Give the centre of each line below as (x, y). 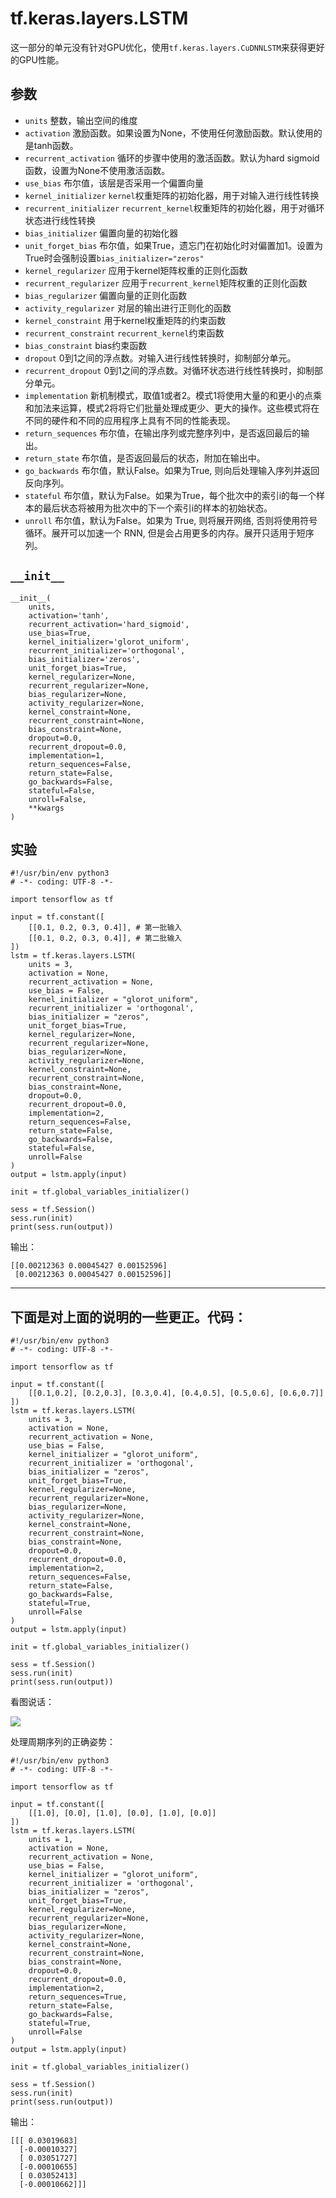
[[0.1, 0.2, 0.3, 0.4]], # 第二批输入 (105, 938)
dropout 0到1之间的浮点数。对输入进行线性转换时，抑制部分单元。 (160, 358)
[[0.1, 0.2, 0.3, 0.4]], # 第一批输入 (105, 928)
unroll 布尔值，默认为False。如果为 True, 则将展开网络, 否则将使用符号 (171, 520)
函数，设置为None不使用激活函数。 (97, 170)
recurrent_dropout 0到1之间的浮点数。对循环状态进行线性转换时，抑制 (169, 370)
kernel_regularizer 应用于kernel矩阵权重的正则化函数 (136, 270)
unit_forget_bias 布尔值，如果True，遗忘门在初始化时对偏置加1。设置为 (173, 245)
